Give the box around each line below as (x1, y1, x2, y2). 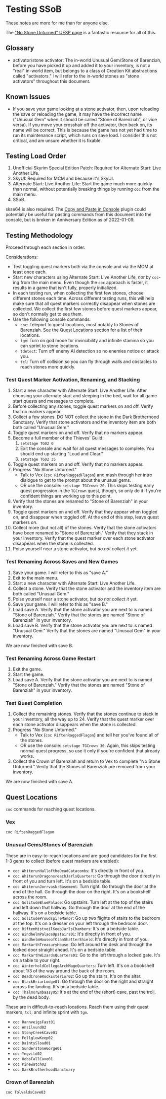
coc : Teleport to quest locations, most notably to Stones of (20, 322, 139, 328)
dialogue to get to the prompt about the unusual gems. (20, 477, 131, 483)
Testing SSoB (5, 3, 62, 15)
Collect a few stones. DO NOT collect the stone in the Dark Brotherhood (12, 414, 160, 420)
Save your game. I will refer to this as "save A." (12, 570, 108, 576)
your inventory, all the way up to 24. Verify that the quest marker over (12, 716, 155, 722)
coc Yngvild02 (12, 1051, 42, 1056)
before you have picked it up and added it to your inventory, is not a (12, 62, 151, 68)
